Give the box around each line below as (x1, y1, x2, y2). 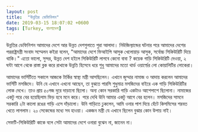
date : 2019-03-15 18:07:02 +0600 (6, 20, 89, 26)
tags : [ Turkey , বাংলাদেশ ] (6, 25, 62, 32)
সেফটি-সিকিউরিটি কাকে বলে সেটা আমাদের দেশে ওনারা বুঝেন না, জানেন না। (6, 119, 133, 126)
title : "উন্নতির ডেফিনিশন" (6, 14, 59, 20)
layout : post (6, 8, 39, 15)
